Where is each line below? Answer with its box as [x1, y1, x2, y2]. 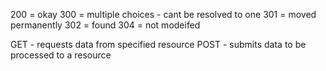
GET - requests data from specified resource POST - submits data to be [10, 39, 307, 50]
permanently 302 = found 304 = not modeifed [10, 19, 201, 31]
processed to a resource [10, 49, 112, 61]
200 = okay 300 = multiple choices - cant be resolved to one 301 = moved [10, 9, 317, 20]
